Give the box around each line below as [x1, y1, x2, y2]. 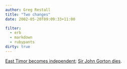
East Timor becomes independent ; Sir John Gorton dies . [5, 58, 122, 64]
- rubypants [10, 39, 35, 45]
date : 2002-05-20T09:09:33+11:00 [5, 16, 76, 21]
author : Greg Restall [5, 7, 51, 12]
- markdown [10, 35, 33, 40]
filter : [5, 25, 22, 30]
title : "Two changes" [5, 12, 51, 17]
